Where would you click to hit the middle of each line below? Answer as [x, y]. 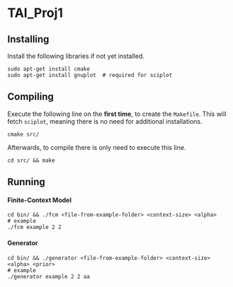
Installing [28, 39]
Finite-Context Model [40, 200]
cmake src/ [23, 134]
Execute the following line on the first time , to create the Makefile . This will [117, 114]
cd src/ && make [31, 160]
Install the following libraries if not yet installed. [76, 56]
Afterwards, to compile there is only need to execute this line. [97, 147]
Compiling [31, 97]
